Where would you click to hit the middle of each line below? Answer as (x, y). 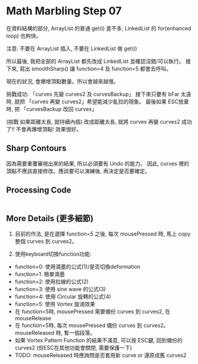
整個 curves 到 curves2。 (46, 241)
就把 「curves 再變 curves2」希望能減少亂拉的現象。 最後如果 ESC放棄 (101, 101)
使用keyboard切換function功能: (53, 254)
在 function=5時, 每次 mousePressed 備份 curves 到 (78, 325)
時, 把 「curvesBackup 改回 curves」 (52, 109)
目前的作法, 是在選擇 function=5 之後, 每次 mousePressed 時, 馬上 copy (103, 234)
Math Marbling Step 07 (64, 11)
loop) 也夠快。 (24, 36)
